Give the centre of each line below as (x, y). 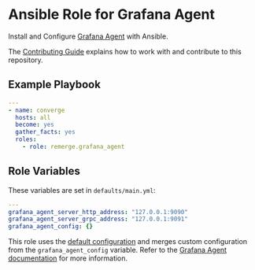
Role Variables (44, 171)
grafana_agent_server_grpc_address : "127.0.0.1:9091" (98, 219)
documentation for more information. (68, 258)
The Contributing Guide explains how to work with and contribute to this (125, 51)
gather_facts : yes (46, 132)
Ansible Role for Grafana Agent (111, 15)
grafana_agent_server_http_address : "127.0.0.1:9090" (98, 212)
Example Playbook (54, 85)
